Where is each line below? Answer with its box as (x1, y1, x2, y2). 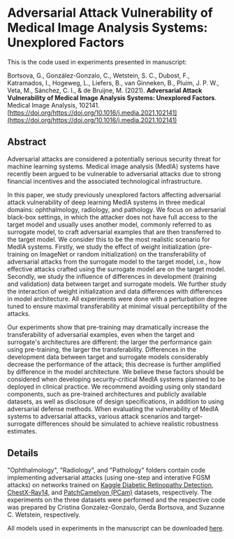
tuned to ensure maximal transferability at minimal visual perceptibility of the (7, 302, 227, 310)
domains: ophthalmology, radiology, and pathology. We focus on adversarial (7, 205, 226, 214)
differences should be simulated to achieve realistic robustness (36, 419, 219, 428)
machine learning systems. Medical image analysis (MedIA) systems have (7, 162, 220, 171)
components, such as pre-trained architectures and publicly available (7, 389, 207, 398)
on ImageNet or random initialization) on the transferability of (30, 250, 207, 258)
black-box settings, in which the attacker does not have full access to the (7, 213, 218, 221)
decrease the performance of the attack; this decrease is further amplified (7, 360, 221, 368)
